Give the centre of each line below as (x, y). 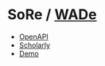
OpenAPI (33, 37)
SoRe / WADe (52, 15)
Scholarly (35, 45)
